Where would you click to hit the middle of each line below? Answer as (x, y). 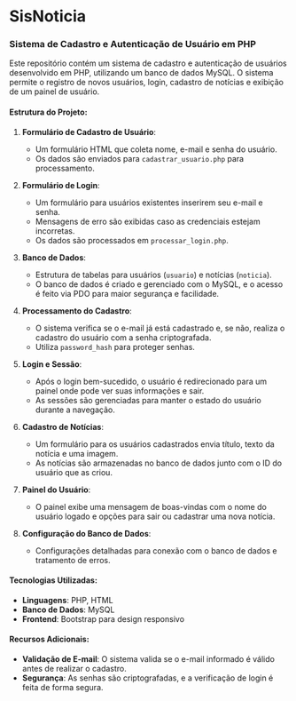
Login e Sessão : (52, 364)
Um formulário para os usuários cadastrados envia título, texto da (155, 444)
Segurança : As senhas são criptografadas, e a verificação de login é (148, 678)
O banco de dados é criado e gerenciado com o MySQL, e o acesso (159, 284)
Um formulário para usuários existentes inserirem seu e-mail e (149, 203)
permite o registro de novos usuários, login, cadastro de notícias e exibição (147, 83)
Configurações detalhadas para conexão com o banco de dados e (156, 550)
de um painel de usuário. (55, 92)
